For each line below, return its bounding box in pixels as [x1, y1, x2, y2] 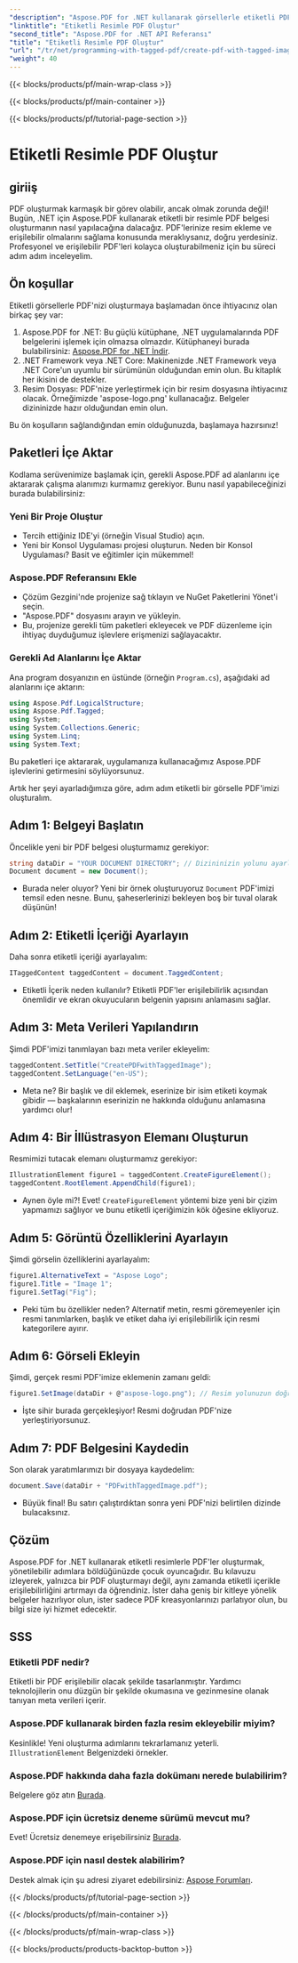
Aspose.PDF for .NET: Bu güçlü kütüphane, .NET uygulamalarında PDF [21, 327, 279, 337]
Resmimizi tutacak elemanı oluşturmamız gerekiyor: [9, 1153, 198, 1164]
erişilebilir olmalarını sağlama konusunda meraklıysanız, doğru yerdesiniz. [9, 232, 278, 242]
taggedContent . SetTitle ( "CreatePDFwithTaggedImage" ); [9, 1061, 213, 1070]
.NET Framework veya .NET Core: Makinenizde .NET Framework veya [21, 355, 277, 366]
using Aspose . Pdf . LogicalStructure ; [9, 699, 145, 707]
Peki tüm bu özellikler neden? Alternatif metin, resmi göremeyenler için [21, 1304, 281, 1314]
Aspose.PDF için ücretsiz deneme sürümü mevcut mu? [9, 1812, 251, 1824]
